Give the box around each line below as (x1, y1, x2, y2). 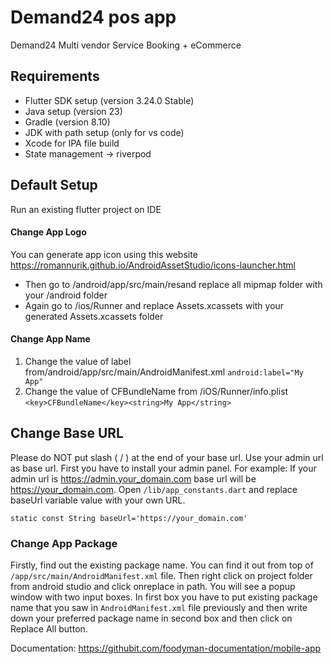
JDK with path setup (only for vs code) (24, 126, 185, 138)
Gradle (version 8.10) (24, 116, 111, 128)
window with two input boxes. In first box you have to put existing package (10, 591, 318, 603)
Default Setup (10, 177, 98, 194)
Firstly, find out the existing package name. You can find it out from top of (10, 559, 314, 571)
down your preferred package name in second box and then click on (10, 612, 293, 625)
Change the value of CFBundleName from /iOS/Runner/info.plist (24, 385, 289, 397)
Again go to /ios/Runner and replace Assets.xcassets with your (24, 299, 285, 311)
